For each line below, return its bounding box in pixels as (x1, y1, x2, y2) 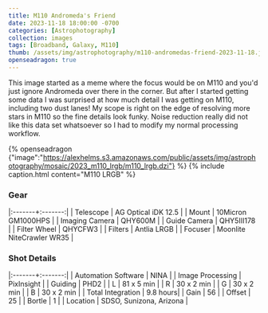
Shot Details (8, 252, 57, 264)
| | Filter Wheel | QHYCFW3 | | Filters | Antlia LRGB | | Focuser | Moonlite (8, 225, 246, 234)
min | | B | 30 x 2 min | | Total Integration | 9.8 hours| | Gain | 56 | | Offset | (8, 288, 251, 297)
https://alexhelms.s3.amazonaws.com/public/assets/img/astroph (42, 152, 257, 162)
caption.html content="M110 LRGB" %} (8, 169, 136, 179)
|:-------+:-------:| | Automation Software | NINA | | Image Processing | (8, 271, 242, 280)
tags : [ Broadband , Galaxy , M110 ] (8, 41, 120, 49)
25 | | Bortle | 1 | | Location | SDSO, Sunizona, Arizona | (8, 296, 189, 306)
